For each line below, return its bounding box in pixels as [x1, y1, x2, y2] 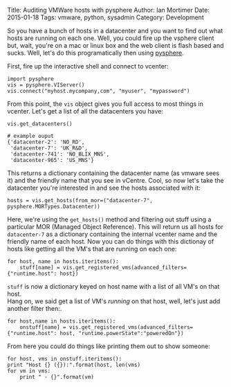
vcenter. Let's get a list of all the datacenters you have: [7, 107, 164, 115]
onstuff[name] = [19, 324, 67, 331]
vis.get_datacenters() [7, 120, 73, 127]
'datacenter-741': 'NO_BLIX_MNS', [10, 151, 110, 158]
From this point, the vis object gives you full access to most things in [7, 100, 204, 108]
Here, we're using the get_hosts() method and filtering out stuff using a [7, 215, 212, 224]
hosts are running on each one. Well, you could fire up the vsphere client [7, 34, 214, 42]
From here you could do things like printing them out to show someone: [7, 342, 211, 350]
